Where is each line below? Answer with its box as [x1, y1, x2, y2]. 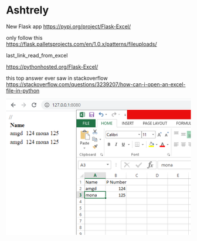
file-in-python [6, 87, 40, 94]
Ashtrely [6, 4, 49, 17]
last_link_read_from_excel [6, 52, 68, 59]
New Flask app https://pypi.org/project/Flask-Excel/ [6, 23, 131, 30]
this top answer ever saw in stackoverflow [6, 74, 108, 82]
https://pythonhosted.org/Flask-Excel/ [6, 63, 98, 70]
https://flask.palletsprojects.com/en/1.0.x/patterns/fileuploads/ [6, 40, 157, 47]
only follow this [6, 34, 43, 41]
